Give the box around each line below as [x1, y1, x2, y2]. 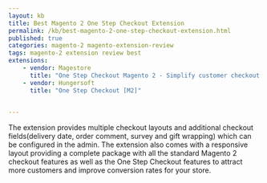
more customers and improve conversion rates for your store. [8, 165, 212, 175]
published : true [8, 34, 63, 43]
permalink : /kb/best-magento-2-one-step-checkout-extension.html [8, 26, 231, 35]
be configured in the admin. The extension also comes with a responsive [8, 140, 249, 149]
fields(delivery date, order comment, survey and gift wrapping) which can [8, 132, 252, 141]
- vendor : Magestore [22, 64, 91, 72]
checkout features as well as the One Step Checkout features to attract [8, 157, 243, 167]
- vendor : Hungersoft [22, 79, 95, 87]
